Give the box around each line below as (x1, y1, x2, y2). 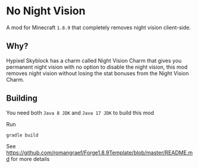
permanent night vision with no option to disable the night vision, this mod (6, 63, 188, 70)
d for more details (6, 155, 50, 162)
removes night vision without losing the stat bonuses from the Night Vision (6, 70, 189, 77)
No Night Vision (6, 4, 86, 18)
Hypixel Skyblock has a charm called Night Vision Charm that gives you (6, 57, 182, 64)
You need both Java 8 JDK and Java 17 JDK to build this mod (6, 109, 154, 116)
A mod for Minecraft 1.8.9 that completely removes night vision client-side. (6, 24, 191, 31)
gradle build (6, 132, 39, 138)
